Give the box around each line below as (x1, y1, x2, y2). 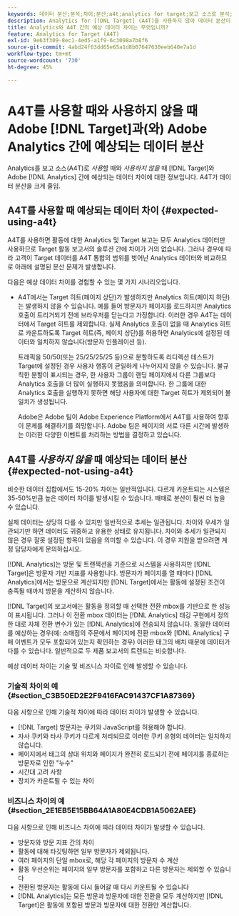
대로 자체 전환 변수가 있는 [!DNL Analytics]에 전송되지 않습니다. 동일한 (14, 619, 212, 629)
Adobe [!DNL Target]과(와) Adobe (7, 121, 208, 136)
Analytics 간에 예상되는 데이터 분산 (7, 139, 204, 154)
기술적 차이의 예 (7, 682, 59, 692)
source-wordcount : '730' (7, 57, 81, 64)
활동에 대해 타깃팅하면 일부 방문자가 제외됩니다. (17, 847, 150, 855)
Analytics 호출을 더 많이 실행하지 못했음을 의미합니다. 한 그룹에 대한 (17, 379, 207, 388)
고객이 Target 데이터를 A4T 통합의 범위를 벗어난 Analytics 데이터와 (14, 254, 203, 262)
